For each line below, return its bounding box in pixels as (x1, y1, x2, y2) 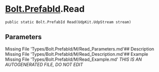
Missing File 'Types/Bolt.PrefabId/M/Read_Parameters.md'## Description (5, 46, 155, 52)
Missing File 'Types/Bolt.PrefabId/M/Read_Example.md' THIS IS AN (5, 56, 142, 62)
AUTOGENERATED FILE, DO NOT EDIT (5, 61, 83, 67)
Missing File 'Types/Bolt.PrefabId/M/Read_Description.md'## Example (5, 51, 149, 57)
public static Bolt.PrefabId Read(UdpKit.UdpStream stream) (5, 20, 132, 24)
